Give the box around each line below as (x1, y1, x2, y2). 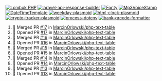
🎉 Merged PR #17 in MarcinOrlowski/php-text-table (12, 24, 115, 30)
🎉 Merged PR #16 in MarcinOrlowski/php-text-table (12, 34, 116, 40)
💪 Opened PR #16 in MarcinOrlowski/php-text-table (12, 40, 116, 46)
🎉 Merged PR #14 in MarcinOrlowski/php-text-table (12, 55, 116, 61)
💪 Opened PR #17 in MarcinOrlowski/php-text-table (12, 30, 116, 35)
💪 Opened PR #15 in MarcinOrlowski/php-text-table (12, 50, 116, 56)
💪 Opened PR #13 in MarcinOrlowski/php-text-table (12, 71, 116, 76)
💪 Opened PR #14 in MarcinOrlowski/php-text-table (12, 61, 116, 66)
